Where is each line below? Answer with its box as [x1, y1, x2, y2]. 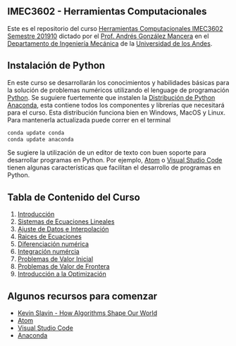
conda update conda [7, 129, 65, 136]
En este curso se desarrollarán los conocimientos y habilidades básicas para [7, 78, 230, 86]
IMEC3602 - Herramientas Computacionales [7, 6, 207, 18]
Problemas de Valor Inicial [17, 255, 94, 263]
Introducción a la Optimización [17, 270, 107, 278]
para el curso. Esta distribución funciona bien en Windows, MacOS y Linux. [7, 108, 226, 117]
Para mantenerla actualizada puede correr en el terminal [7, 115, 171, 124]
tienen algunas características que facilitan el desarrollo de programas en [7, 163, 221, 172]
